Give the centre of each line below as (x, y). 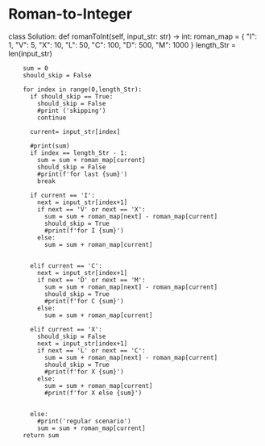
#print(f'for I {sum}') (84, 231)
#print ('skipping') (72, 110)
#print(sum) (50, 146)
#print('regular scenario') (84, 421)
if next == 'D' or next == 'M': (92, 280)
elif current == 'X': (66, 329)
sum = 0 (35, 68)
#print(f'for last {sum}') (83, 174)
